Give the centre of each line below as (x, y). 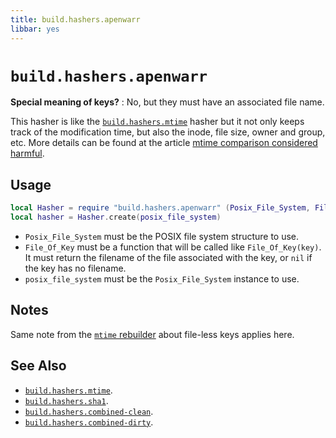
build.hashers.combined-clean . (89, 411)
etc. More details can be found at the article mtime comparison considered (164, 143)
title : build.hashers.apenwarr (75, 19)
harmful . (27, 153)
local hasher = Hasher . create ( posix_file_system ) (116, 217)
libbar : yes (35, 29)
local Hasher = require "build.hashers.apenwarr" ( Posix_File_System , (160, 208)
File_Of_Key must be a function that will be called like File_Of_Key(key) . (173, 247)
